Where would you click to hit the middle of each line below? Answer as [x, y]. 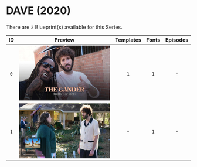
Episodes [177, 40]
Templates [128, 40]
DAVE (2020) [39, 11]
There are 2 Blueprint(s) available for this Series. [64, 27]
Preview [64, 40]
